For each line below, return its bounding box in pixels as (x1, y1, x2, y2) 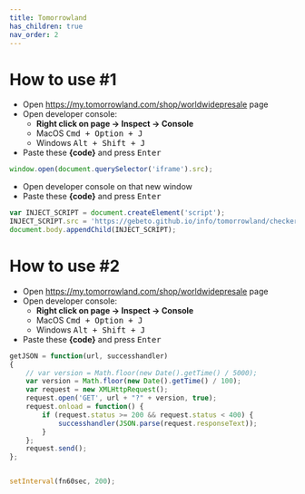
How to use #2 (9, 256, 121, 276)
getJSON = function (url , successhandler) (9, 351, 169, 361)
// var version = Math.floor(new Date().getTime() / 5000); (25, 368, 258, 377)
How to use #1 (9, 69, 117, 90)
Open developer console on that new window (22, 181, 193, 192)
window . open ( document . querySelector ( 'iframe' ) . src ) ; (9, 165, 213, 174)
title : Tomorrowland (9, 13, 88, 23)
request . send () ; (25, 444, 88, 453)
